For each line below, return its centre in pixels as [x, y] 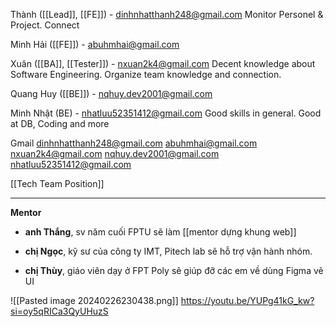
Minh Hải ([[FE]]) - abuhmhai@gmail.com [95, 44]
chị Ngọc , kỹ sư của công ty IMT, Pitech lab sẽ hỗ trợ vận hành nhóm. [168, 251]
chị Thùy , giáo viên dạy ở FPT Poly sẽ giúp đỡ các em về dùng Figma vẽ [174, 270]
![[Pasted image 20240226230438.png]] [94, 300]
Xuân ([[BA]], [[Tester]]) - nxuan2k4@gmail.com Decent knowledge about [163, 63]
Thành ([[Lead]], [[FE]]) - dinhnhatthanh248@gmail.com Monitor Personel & [167, 14]
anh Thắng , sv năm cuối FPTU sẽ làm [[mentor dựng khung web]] [160, 232]
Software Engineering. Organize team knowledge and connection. [146, 74]
